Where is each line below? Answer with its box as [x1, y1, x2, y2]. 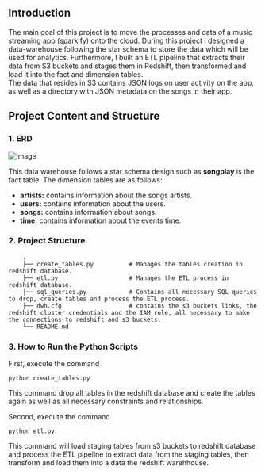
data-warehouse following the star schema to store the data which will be [8, 44, 248, 54]
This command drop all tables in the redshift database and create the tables [8, 388, 255, 398]
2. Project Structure [8, 235, 86, 247]
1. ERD [8, 133, 33, 144]
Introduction [8, 6, 71, 20]
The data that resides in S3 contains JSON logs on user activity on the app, [8, 78, 254, 87]
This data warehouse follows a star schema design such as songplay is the [8, 166, 255, 176]
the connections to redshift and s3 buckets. [8, 315, 161, 323]
